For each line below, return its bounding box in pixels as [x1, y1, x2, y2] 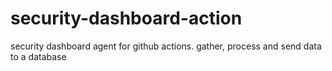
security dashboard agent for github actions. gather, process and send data [10, 40, 322, 52]
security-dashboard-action [10, 7, 243, 30]
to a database [10, 50, 67, 62]
